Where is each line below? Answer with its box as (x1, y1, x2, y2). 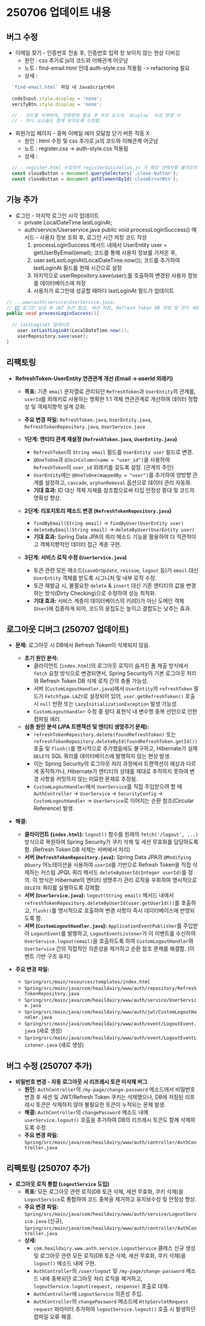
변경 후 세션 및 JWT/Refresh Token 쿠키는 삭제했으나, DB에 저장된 (24, 1094, 184, 1101)
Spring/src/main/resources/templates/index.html (24, 979, 151, 985)
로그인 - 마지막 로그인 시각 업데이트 (15, 212, 99, 219)
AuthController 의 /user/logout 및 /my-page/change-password (33, 1267, 185, 1274)
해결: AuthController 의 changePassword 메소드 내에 (24, 1109, 148, 1116)
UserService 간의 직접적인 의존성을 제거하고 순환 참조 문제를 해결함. (24, 945, 186, 953)
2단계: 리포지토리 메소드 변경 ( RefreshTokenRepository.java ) (24, 507, 172, 514)
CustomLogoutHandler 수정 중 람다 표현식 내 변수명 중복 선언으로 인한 (33, 708, 198, 715)
